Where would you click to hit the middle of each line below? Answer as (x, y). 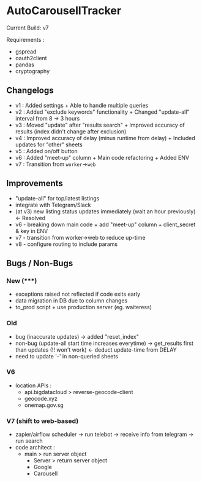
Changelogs (30, 91)
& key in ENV (32, 231)
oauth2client (31, 58)
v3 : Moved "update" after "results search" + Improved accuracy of (100, 125)
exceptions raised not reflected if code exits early (78, 294)
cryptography (32, 71)
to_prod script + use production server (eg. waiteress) (83, 307)
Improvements (35, 184)
